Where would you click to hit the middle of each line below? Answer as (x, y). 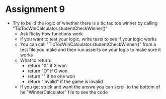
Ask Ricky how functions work (51, 33)
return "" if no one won (51, 76)
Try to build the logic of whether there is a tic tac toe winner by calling (85, 23)
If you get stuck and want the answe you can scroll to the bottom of (90, 86)
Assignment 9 (35, 9)
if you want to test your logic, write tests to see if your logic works (88, 39)
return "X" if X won (47, 65)
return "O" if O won (48, 70)
